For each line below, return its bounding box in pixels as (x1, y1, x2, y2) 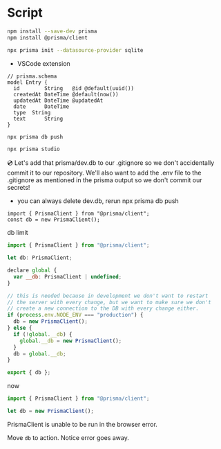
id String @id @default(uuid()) (13, 85, 135, 91)
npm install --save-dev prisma (7, 28, 97, 35)
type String (13, 109, 51, 116)
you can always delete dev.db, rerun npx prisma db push (17, 197, 179, 205)
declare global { (7, 267, 57, 274)
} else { (7, 324, 32, 332)
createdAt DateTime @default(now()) (13, 91, 119, 98)
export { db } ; (7, 369, 51, 376)
